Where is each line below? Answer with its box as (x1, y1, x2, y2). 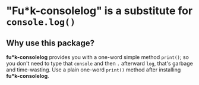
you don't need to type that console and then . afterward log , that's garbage (6, 60, 193, 67)
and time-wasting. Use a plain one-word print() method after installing (6, 66, 181, 73)
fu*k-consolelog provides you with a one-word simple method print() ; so (6, 54, 189, 60)
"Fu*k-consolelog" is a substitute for (6, 4, 193, 18)
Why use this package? (6, 38, 95, 48)
